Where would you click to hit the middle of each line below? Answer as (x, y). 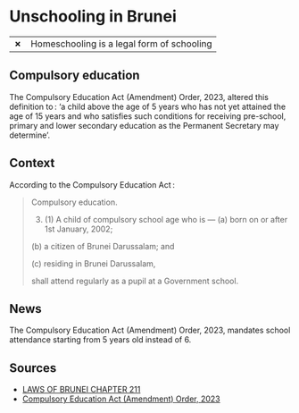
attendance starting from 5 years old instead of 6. (100, 340)
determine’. (30, 135)
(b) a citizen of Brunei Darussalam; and (103, 246)
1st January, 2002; (79, 229)
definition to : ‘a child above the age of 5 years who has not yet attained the (148, 106)
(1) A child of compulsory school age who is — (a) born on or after (166, 219)
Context (32, 163)
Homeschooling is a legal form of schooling (121, 44)
